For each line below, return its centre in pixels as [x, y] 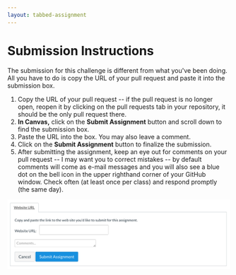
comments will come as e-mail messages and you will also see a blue [119, 167]
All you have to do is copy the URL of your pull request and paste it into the [116, 78]
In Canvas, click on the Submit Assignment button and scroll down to [120, 122]
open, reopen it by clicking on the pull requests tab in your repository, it [122, 107]
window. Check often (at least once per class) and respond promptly [117, 182]
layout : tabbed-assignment [47, 15]
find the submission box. [53, 129]
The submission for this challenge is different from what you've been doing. [117, 70]
